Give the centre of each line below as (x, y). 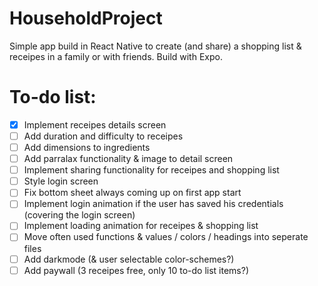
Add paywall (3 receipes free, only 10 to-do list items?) (136, 270)
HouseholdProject (86, 18)
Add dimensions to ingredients (87, 147)
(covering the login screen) (79, 215)
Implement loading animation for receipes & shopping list (141, 226)
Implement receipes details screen (95, 124)
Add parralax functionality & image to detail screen (128, 159)
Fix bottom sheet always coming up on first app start (132, 193)
